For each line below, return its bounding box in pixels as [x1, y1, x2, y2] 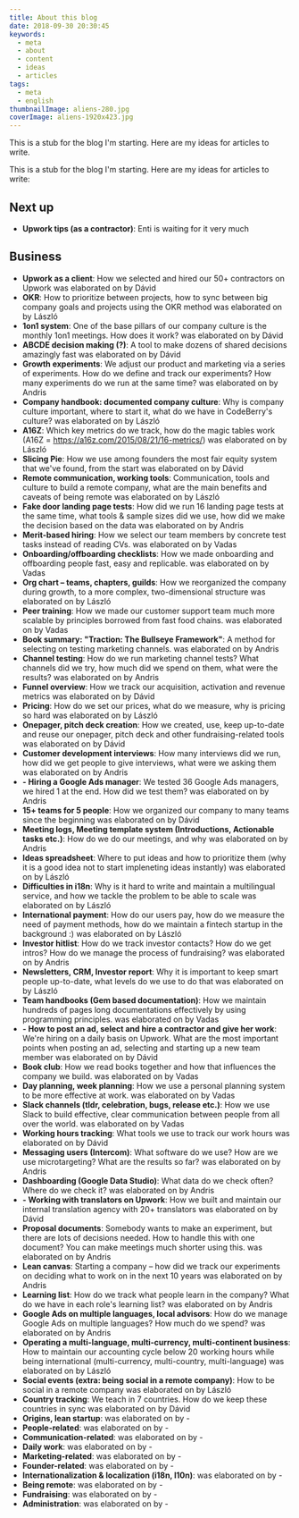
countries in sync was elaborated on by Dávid [21, 1403, 191, 1413]
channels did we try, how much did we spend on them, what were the [21, 662, 278, 673]
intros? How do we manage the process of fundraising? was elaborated [21, 947, 286, 957]
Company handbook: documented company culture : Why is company [21, 396, 284, 407]
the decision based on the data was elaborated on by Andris [21, 519, 245, 530]
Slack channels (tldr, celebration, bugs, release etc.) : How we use [21, 1099, 270, 1109]
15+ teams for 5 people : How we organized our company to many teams [21, 805, 290, 815]
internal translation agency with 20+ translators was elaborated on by [21, 1203, 278, 1214]
